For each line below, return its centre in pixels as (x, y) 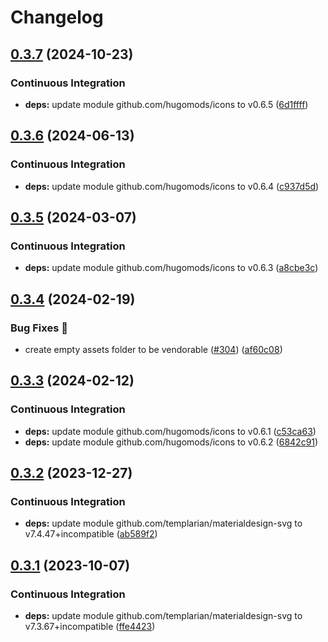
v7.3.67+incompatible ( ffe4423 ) (90, 626)
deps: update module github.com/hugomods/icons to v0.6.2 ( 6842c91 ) (171, 442)
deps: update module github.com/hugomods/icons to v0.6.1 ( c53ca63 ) (170, 431)
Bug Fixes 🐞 (39, 328)
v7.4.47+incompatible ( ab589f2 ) (91, 534)
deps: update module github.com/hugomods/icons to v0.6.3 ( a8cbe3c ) (171, 268)
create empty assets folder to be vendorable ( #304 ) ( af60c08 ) (153, 349)
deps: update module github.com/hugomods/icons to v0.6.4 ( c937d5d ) (172, 186)
